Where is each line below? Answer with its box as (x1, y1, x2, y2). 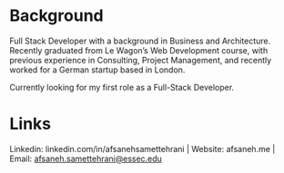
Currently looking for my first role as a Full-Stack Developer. (9, 82, 235, 92)
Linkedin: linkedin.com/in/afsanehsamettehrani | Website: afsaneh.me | (9, 143, 276, 154)
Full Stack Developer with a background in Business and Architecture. (9, 35, 271, 46)
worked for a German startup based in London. (9, 64, 186, 75)
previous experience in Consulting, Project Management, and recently (9, 54, 272, 65)
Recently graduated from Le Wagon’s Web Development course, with (9, 44, 269, 55)
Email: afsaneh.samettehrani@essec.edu (9, 153, 162, 164)
